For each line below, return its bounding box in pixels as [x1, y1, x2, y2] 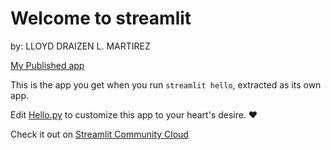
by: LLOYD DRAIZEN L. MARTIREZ [10, 40, 151, 52]
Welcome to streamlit [10, 7, 192, 30]
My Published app [10, 59, 85, 71]
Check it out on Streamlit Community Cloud [10, 128, 189, 140]
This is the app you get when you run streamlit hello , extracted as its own [10, 78, 322, 91]
